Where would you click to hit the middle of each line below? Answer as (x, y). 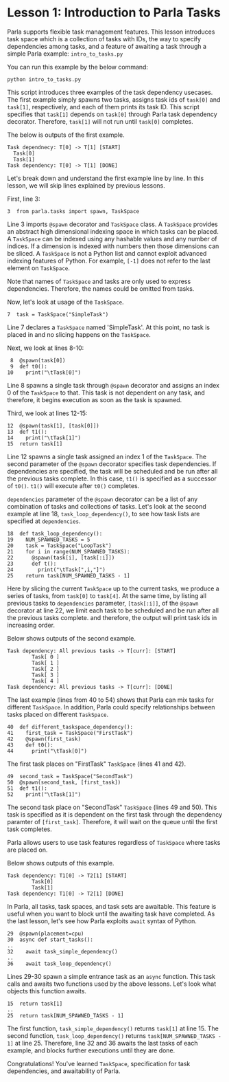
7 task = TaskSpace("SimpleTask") (58, 314)
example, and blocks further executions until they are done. (91, 1050)
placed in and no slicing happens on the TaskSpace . (79, 334)
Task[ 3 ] (46, 675)
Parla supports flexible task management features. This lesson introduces (111, 32)
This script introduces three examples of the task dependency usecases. (110, 92)
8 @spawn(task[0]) (38, 360)
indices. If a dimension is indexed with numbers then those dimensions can (113, 246)
